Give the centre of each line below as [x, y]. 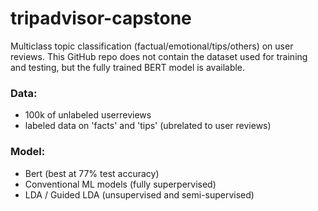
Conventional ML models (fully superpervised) [120, 184]
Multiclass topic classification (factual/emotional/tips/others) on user [152, 46]
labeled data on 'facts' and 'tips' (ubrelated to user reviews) [148, 126]
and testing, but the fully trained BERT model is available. [128, 67]
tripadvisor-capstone [101, 18]
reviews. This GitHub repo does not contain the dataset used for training [159, 56]
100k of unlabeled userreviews [88, 115]
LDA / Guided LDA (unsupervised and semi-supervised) [139, 194]
